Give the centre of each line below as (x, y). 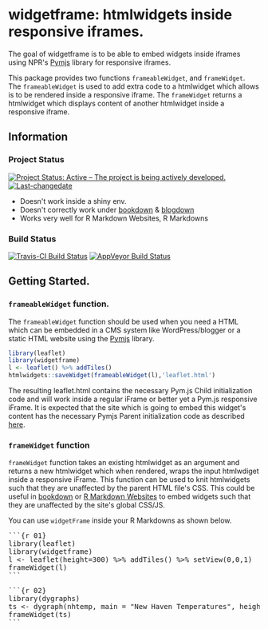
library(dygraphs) (44, 599)
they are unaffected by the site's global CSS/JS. (87, 505)
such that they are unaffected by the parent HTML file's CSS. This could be (132, 488)
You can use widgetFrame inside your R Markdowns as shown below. (120, 520)
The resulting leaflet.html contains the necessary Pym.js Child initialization (130, 391)
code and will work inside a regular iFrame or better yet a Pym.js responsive (133, 399)
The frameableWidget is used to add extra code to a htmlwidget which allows (134, 86)
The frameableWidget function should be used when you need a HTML (124, 321)
